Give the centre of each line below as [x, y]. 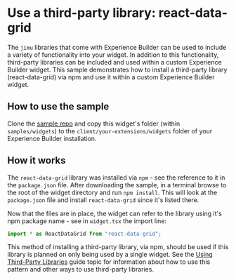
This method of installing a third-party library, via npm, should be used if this [118, 247]
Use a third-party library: [81, 13]
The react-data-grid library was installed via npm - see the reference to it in [116, 178]
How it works [37, 160]
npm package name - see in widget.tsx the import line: [87, 221]
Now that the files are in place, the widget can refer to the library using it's [115, 213]
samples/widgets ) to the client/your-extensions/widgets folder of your [110, 131]
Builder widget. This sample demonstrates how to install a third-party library [117, 69]
